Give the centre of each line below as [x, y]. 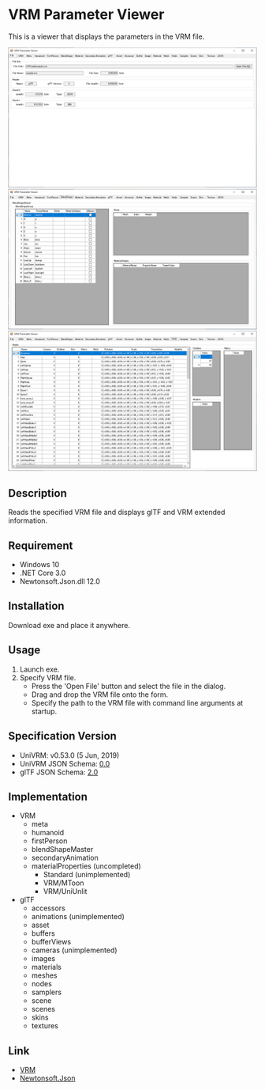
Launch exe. [39, 669]
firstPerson [49, 841]
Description [37, 493]
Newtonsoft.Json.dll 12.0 [60, 581]
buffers [43, 933]
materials [46, 967]
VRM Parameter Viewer [86, 15]
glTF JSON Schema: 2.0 [59, 772]
